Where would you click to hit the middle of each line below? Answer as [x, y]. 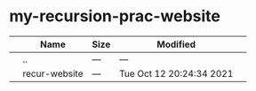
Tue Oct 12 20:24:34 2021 [176, 73]
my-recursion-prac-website [115, 16]
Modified [176, 44]
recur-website [53, 73]
